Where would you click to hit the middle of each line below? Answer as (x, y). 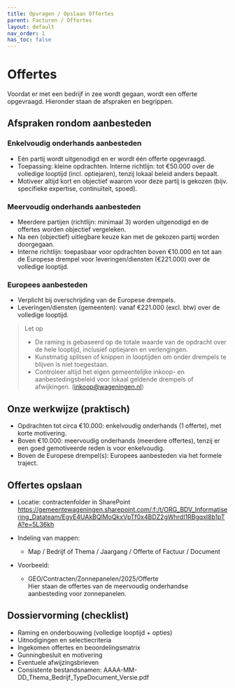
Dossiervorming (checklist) (68, 615)
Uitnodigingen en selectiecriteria (64, 640)
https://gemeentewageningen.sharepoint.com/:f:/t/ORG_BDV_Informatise (122, 509)
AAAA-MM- (120, 670)
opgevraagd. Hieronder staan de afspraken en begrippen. (90, 102)
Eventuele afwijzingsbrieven (58, 662)
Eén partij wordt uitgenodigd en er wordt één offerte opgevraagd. (112, 158)
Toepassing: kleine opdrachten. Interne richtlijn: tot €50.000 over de (116, 166)
